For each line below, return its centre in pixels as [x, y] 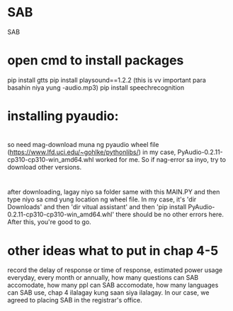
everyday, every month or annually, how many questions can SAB [103, 278]
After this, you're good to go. [50, 222]
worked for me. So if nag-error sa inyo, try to [161, 160]
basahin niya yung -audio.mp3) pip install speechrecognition [96, 87]
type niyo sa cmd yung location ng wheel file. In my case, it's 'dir [102, 199]
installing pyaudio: [63, 116]
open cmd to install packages [96, 60]
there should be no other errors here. [170, 215]
